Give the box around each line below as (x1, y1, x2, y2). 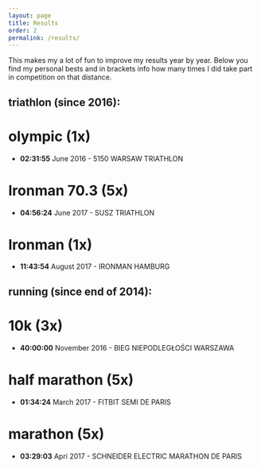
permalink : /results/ (8, 33, 80, 42)
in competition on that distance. (8, 72, 112, 82)
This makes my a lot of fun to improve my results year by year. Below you (8, 56, 248, 65)
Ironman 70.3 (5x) (8, 181, 129, 200)
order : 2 (8, 26, 37, 34)
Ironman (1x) (8, 235, 93, 254)
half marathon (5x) (8, 370, 134, 389)
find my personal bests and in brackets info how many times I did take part (8, 64, 253, 74)
